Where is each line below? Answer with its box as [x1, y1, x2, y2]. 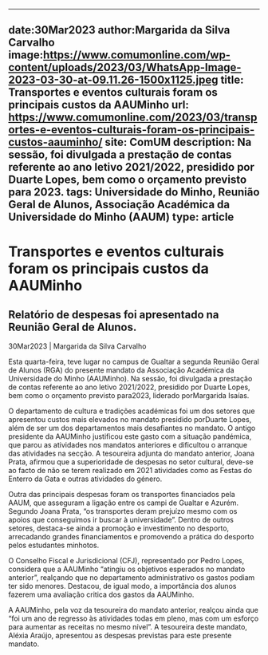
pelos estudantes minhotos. [8, 540, 100, 550]
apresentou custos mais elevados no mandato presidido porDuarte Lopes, [8, 415, 252, 424]
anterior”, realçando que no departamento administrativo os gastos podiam [8, 573, 255, 582]
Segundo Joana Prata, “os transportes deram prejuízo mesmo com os [8, 507, 238, 516]
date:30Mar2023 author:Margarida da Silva [8, 23, 231, 37]
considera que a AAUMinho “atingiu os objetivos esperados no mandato [8, 564, 246, 574]
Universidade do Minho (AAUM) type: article [8, 211, 235, 224]
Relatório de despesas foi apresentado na [8, 308, 219, 322]
